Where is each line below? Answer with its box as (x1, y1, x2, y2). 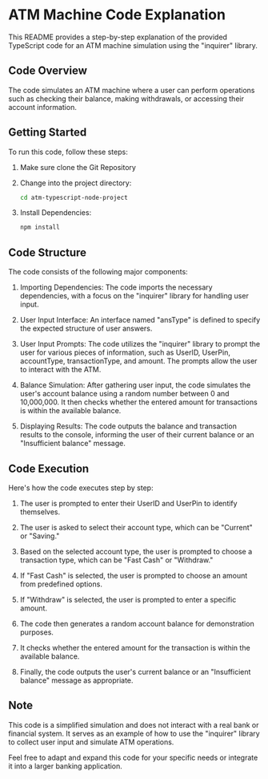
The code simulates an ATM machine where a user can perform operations (8, 85, 255, 95)
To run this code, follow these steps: (8, 147, 128, 156)
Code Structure (8, 245, 86, 259)
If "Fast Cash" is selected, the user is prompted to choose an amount (19, 570, 248, 580)
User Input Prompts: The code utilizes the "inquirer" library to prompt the (19, 339, 261, 349)
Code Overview (8, 64, 88, 78)
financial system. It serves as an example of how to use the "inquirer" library (8, 728, 260, 738)
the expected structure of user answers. (19, 323, 153, 334)
